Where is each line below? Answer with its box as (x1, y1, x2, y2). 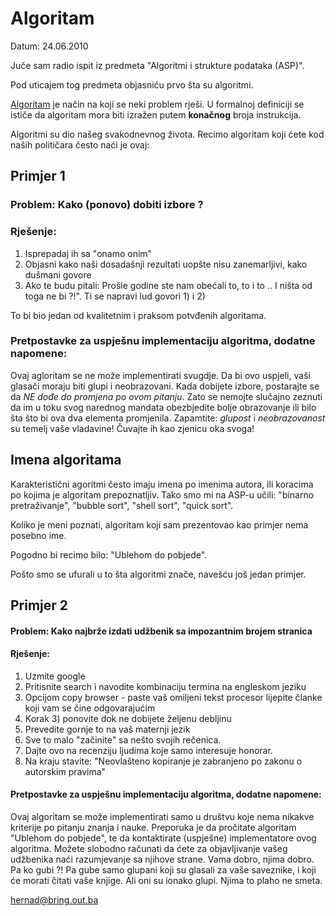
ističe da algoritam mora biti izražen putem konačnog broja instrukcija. (10, 108, 302, 121)
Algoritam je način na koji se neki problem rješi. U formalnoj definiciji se (10, 98, 305, 110)
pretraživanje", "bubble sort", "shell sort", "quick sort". (10, 499, 234, 511)
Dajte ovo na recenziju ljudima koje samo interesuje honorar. (24, 744, 273, 756)
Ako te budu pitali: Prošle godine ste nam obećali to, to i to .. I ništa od (24, 279, 313, 291)
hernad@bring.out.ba (10, 894, 99, 906)
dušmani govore (24, 268, 92, 281)
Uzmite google (24, 670, 86, 682)
